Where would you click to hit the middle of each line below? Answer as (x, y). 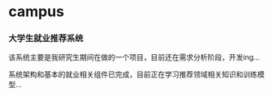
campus (37, 12)
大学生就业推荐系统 (46, 39)
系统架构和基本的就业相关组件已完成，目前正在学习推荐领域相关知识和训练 (133, 74)
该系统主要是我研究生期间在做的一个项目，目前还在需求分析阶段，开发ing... (134, 57)
